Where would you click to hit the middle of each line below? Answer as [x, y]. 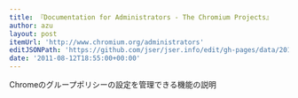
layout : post [33, 34]
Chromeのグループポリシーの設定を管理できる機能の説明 [113, 84]
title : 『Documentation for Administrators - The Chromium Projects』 [141, 17]
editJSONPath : [35, 50]
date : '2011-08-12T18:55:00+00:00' [75, 58]
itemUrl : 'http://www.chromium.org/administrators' [106, 42]
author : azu [31, 26]
